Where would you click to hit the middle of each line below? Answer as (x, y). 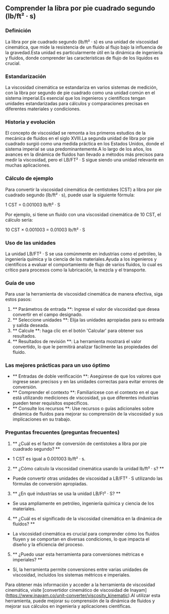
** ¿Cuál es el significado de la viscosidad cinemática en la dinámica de (87, 518)
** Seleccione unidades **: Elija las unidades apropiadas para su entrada (88, 320)
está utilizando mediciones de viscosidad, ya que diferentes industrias (86, 398)
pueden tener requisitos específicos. (51, 403)
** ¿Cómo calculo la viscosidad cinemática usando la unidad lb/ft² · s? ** (88, 468)
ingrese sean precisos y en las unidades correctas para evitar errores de (88, 382)
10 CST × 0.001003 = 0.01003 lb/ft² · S (45, 229)
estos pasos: (18, 299)
